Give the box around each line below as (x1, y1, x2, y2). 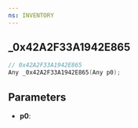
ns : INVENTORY (8, 11, 55, 20)
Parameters (8, 90, 67, 104)
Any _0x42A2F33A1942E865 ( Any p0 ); (8, 68, 122, 77)
